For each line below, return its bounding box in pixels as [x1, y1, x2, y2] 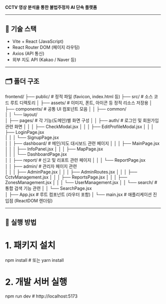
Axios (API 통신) [12, 50, 44, 56]
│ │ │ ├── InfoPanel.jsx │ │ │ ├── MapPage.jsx [5, 146, 103, 152]
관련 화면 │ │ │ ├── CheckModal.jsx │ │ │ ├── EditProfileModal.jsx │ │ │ [5, 123, 154, 129]
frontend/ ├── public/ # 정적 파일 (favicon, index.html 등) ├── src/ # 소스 [5, 93, 153, 99]
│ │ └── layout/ [5, 111, 38, 118]
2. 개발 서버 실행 [5, 277, 68, 288]
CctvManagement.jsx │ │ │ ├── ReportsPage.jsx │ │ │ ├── [5, 174, 127, 180]
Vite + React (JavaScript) [12, 38, 64, 44]
